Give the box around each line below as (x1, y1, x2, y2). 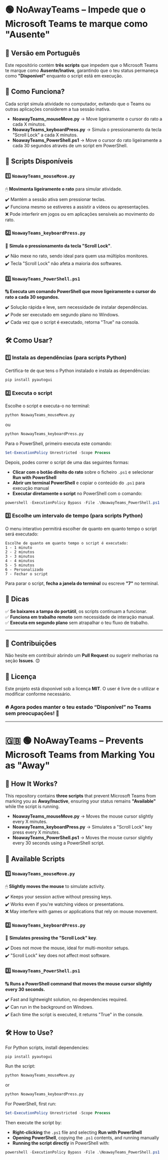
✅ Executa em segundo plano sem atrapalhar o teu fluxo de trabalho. (5, 619, 149, 626)
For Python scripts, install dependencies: (5, 1044, 89, 1050)
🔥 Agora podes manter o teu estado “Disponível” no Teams (5, 703, 151, 710)
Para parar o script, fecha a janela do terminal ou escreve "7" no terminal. (5, 580, 159, 586)
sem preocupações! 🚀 (5, 710, 59, 717)
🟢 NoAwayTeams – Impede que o (5, 4, 146, 16)
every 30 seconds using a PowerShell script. (12, 840, 105, 846)
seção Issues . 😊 (5, 658, 40, 664)
